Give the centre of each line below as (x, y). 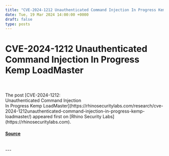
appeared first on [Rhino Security (67, 117)
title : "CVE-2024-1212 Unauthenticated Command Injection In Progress (81, 10)
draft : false (19, 19)
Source (13, 133)
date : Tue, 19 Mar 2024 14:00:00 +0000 (47, 15)
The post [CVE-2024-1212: (33, 95)
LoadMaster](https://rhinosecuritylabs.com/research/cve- (103, 106)
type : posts (18, 24)
